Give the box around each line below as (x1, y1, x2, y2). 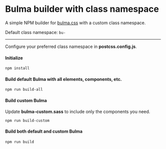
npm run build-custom (5, 118, 50, 123)
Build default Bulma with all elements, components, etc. (5, 76, 122, 82)
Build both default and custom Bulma (5, 128, 83, 134)
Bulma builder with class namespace (5, 3, 159, 15)
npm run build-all (5, 87, 43, 92)
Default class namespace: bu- (5, 29, 66, 35)
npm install (5, 66, 30, 71)
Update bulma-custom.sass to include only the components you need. (5, 109, 151, 114)
